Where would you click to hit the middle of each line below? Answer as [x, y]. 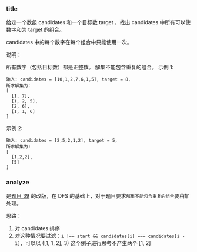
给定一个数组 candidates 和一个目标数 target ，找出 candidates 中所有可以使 [98, 22]
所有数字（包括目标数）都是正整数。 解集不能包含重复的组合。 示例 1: [90, 67]
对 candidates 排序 [37, 228]
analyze [18, 183]
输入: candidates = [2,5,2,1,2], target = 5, [62, 141]
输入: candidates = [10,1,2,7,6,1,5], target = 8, [69, 79]
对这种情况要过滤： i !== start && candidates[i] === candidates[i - [100, 236]
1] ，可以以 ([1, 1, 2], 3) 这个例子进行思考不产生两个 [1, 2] [83, 243]
